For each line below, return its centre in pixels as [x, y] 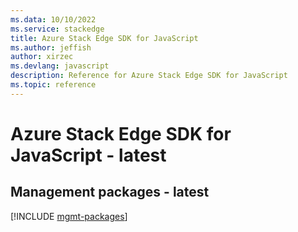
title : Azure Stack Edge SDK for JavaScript [104, 38]
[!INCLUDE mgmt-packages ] [69, 216]
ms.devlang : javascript [60, 66]
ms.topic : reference [53, 85]
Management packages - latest [110, 192]
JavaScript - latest [88, 155]
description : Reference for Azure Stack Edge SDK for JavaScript [149, 76]
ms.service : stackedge [57, 29]
